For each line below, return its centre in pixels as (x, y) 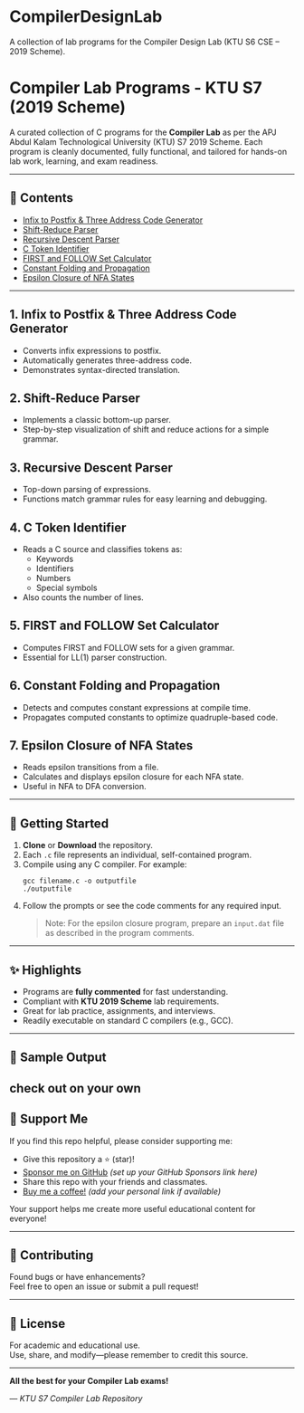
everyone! (28, 1218)
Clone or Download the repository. (88, 845)
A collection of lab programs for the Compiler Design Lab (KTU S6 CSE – (145, 42)
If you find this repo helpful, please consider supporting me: (121, 1141)
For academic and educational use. (75, 1345)
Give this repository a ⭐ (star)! (78, 1159)
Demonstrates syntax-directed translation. (101, 369)
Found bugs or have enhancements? (77, 1277)
